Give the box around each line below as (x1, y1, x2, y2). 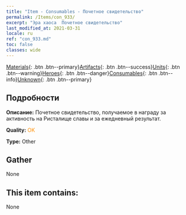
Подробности (6, 93, 60, 103)
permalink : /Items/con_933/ (6, 14, 76, 20)
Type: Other (6, 138, 36, 145)
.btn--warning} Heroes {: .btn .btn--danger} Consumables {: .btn (6, 69, 158, 77)
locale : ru (6, 31, 33, 37)
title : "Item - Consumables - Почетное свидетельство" (6, 8, 144, 15)
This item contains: (6, 187, 79, 198)
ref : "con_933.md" (6, 36, 51, 42)
